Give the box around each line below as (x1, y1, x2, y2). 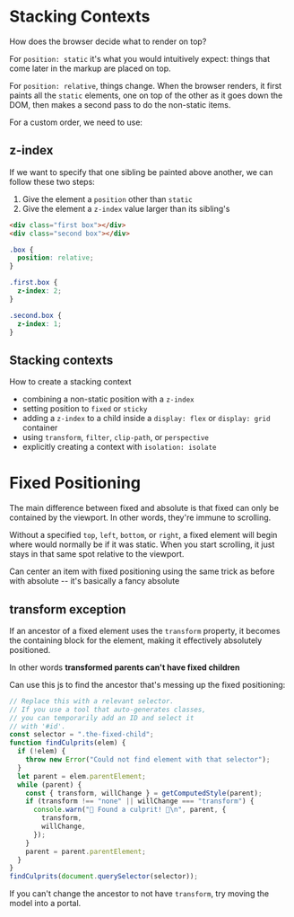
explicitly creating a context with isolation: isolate (22, 442, 217, 453)
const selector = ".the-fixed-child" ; (9, 730, 154, 739)
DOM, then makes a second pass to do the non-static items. (9, 99, 231, 110)
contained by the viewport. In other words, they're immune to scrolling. (9, 512, 272, 523)
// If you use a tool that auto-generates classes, (9, 705, 206, 714)
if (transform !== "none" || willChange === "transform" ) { (25, 797, 255, 806)
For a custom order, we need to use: (9, 117, 143, 128)
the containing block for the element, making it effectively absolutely (9, 635, 263, 646)
